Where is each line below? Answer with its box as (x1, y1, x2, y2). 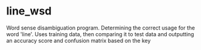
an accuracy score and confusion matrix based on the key (6, 37, 151, 44)
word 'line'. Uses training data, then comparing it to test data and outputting (6, 30, 194, 37)
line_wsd (6, 4, 52, 18)
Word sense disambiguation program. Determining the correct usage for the (6, 24, 195, 31)
